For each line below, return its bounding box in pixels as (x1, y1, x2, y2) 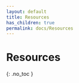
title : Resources (6, 14, 50, 20)
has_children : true (6, 20, 55, 25)
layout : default (6, 8, 47, 15)
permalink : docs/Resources (6, 25, 74, 31)
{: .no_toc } (6, 71, 34, 78)
